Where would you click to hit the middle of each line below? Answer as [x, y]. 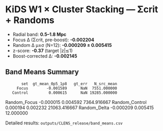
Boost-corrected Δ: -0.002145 [45, 56]
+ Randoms [30, 20]
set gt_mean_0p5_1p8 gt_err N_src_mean [69, 84]
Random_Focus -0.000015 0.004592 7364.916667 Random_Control [76, 102]
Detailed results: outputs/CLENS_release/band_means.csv [64, 123]
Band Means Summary [42, 72]
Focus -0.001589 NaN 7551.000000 [67, 88]
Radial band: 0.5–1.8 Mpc [39, 34]
